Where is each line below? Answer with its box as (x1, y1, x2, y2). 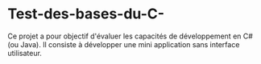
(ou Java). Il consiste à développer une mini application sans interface (7, 39, 240, 49)
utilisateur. (7, 48, 42, 58)
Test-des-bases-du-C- (7, 5, 165, 23)
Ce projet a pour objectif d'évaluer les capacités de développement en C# (7, 31, 253, 41)
